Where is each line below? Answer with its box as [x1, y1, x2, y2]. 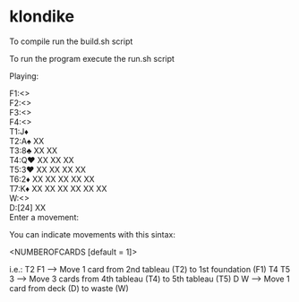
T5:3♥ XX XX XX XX [9, 164, 87, 175]
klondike [9, 6, 74, 27]
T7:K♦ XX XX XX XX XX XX [9, 183, 107, 194]
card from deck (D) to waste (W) [9, 282, 130, 293]
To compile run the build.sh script [9, 36, 133, 47]
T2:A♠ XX [9, 135, 45, 146]
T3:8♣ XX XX [9, 145, 58, 156]
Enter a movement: [9, 211, 79, 222]
